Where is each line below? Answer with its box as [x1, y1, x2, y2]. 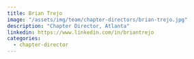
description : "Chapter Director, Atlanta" [7, 22, 130, 29]
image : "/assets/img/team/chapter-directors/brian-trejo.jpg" [7, 16, 188, 23]
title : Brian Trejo [7, 9, 63, 17]
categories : [7, 35, 41, 42]
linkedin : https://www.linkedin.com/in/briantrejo [7, 28, 154, 36]
